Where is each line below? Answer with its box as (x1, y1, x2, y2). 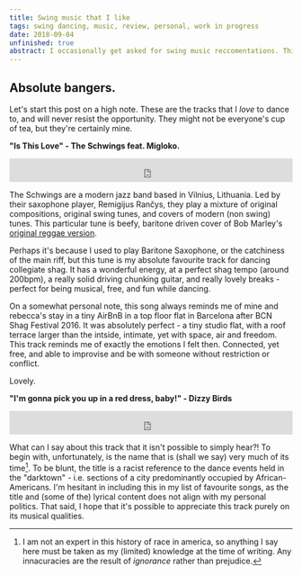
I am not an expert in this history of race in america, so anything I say (22, 536, 279, 547)
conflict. (9, 357, 40, 369)
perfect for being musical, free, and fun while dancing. (9, 283, 211, 293)
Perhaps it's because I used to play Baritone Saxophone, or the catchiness (9, 245, 285, 256)
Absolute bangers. (9, 80, 117, 95)
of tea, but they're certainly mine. (9, 122, 133, 133)
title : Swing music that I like (9, 13, 130, 22)
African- (255, 472, 287, 482)
